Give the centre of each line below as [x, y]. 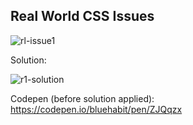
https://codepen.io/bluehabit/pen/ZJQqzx [96, 109]
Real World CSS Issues [82, 16]
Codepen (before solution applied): [82, 98]
